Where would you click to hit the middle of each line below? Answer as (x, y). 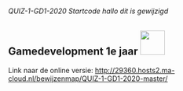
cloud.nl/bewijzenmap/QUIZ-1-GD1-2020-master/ (88, 79)
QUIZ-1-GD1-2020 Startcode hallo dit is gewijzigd (88, 11)
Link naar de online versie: (51, 70)
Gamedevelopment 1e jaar (73, 52)
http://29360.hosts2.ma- (135, 70)
